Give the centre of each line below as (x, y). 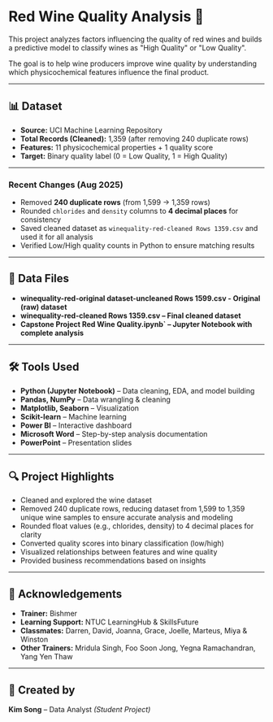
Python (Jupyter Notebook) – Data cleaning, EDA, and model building (137, 390)
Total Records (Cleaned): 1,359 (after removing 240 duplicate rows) (134, 138)
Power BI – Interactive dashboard (76, 425)
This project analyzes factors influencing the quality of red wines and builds (135, 39)
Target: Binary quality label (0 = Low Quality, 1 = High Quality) (124, 156)
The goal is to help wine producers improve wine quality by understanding (133, 63)
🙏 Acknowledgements (65, 594)
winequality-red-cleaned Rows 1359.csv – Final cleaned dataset (130, 315)
